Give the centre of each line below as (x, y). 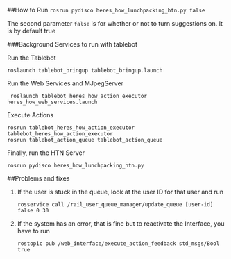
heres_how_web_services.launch (52, 102)
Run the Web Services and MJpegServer (65, 83)
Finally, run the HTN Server (46, 153)
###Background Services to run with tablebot (72, 44)
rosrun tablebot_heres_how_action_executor (71, 128)
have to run (34, 231)
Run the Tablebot (32, 58)
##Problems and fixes (38, 178)
